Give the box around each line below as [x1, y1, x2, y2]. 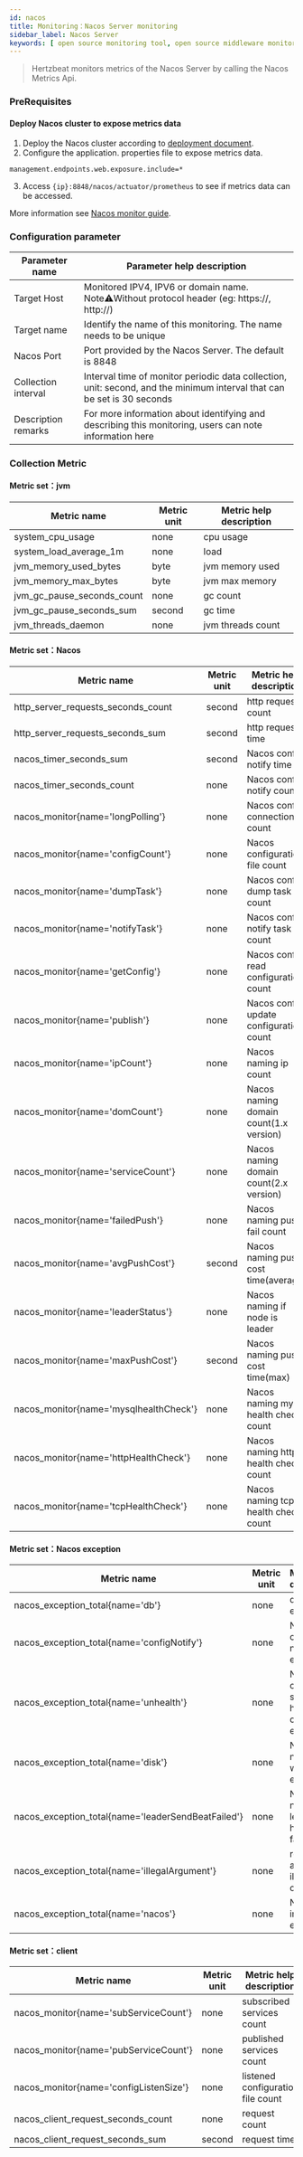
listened [242, 2070, 276, 2083]
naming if [246, 1300, 287, 1312]
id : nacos [9, 13, 47, 23]
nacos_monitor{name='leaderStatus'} [14, 1306, 173, 1318]
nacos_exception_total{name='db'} [14, 1599, 161, 1612]
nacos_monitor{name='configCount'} [14, 847, 171, 860]
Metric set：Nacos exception [9, 1543, 122, 1554]
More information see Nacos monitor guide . [9, 208, 171, 219]
